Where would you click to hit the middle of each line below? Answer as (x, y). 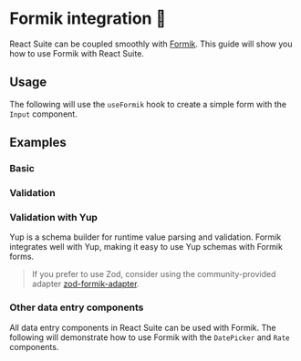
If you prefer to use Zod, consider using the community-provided (154, 274)
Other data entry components (77, 307)
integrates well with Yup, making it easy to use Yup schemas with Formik (146, 247)
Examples (38, 143)
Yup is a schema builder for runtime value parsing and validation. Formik (145, 237)
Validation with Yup (54, 217)
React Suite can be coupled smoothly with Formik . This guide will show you (151, 44)
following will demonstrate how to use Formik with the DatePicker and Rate (150, 337)
